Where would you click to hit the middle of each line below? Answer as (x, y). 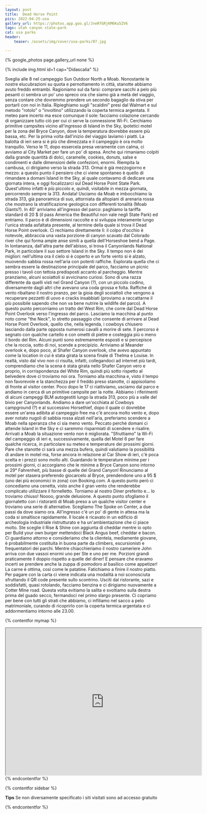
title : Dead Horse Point (31, 14)
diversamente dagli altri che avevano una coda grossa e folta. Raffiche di (79, 287)
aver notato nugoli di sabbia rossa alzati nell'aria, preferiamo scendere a (78, 418)
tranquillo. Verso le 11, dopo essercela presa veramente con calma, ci (75, 147)
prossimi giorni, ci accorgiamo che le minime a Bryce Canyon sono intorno (80, 465)
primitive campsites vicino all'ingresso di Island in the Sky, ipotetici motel (79, 126)
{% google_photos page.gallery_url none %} (50, 60)
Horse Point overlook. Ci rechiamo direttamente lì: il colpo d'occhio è (74, 230)
